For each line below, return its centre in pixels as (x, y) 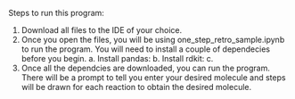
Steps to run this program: (56, 13)
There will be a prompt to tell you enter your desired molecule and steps (153, 78)
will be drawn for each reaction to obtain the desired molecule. (136, 87)
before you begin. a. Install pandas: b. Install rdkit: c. (117, 58)
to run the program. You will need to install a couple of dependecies (146, 49)
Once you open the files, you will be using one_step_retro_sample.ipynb (153, 40)
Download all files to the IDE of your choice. (102, 30)
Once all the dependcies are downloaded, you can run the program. (146, 68)
